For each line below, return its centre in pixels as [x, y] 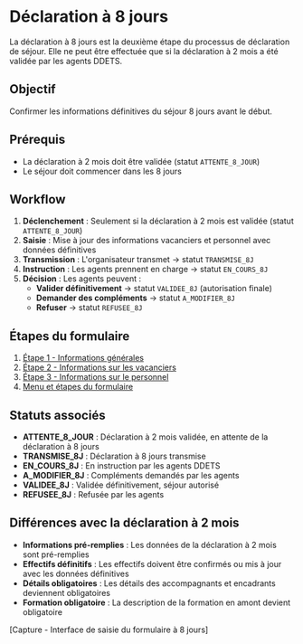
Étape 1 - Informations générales [83, 358]
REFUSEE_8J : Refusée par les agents [93, 494]
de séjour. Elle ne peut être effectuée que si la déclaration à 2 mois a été [144, 51]
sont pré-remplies [56, 554]
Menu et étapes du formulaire [78, 387]
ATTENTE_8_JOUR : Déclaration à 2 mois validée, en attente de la [145, 437]
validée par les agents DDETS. [66, 61]
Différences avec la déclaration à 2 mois [124, 523]
